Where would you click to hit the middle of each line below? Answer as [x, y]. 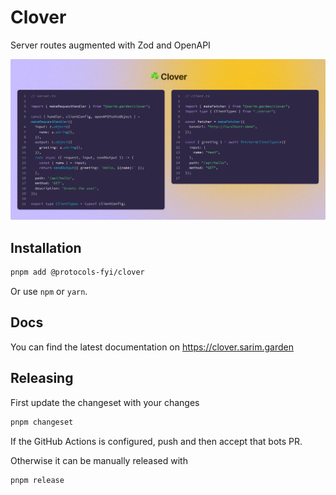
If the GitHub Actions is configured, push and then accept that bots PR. [156, 441]
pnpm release [37, 480]
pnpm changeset [42, 422]
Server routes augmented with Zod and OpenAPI [110, 45]
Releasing [42, 378]
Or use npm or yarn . [49, 292]
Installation [46, 247]
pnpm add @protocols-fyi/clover [77, 272]
